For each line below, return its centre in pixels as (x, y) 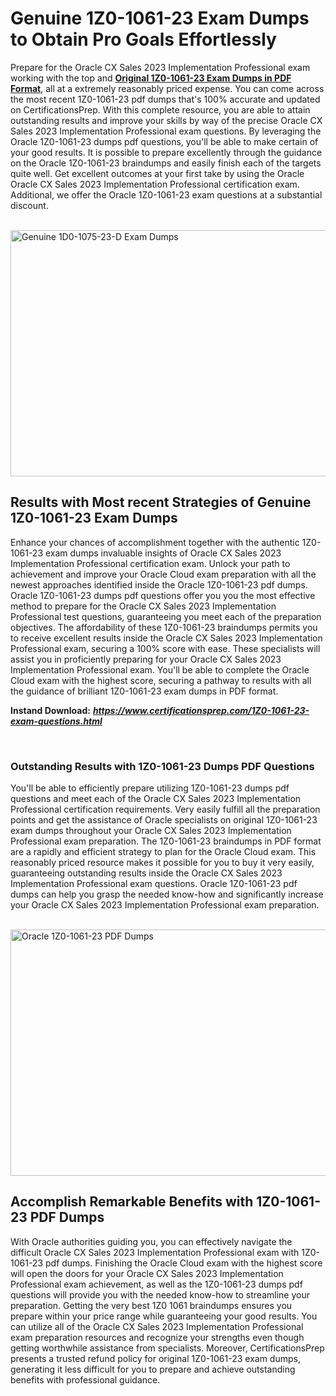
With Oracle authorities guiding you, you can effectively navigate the (151, 1241)
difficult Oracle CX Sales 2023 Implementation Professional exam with (155, 1252)
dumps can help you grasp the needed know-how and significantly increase (167, 894)
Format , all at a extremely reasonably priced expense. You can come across (167, 88)
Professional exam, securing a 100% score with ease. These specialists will (165, 648)
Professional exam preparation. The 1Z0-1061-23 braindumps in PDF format (166, 841)
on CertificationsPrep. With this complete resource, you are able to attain (160, 109)
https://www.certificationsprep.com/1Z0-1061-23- (201, 710)
